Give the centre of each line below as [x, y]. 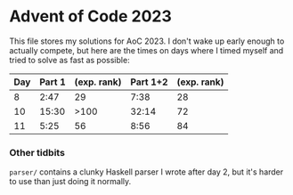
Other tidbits [37, 152]
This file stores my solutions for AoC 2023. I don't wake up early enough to [147, 41]
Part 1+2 [149, 82]
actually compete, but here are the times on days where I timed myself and [146, 50]
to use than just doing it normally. [70, 182]
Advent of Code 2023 [90, 16]
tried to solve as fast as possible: [70, 60]
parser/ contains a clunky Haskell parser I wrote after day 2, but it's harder [146, 172]
